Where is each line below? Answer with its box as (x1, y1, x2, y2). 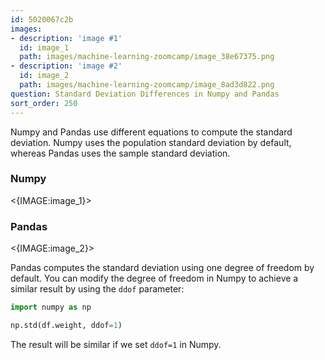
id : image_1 (19, 42, 70, 53)
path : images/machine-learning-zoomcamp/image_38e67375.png (19, 52, 275, 62)
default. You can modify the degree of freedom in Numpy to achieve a (10, 272, 299, 285)
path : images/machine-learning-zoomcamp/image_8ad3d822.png (19, 80, 275, 90)
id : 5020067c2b (10, 14, 74, 25)
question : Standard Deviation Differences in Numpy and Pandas (10, 89, 280, 99)
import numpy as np (10, 302, 92, 313)
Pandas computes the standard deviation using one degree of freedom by (10, 262, 315, 274)
